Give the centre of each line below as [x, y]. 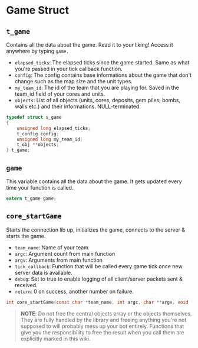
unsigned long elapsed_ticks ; [54, 128]
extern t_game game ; [32, 199]
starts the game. [26, 236]
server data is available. [43, 272]
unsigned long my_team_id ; [50, 139]
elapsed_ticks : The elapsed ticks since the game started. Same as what [102, 62]
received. [26, 285]
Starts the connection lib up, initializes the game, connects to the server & [96, 230]
